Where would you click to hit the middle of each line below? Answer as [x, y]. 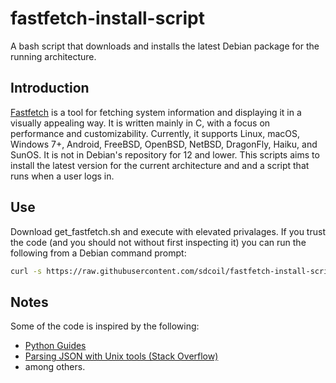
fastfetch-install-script [107, 18]
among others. [55, 367]
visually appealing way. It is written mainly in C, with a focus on [140, 123]
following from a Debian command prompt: [98, 253]
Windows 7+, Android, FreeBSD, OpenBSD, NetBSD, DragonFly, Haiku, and [164, 144]
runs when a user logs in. [62, 176]
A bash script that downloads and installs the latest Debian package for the [165, 46]
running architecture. [53, 56]
